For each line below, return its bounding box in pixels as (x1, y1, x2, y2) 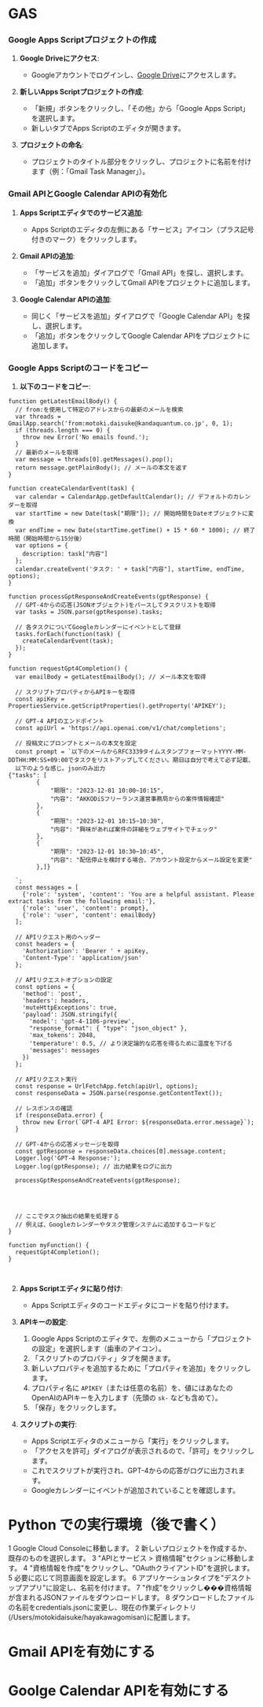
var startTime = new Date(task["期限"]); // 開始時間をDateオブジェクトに (15, 509, 249, 518)
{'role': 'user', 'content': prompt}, (22, 905, 149, 913)
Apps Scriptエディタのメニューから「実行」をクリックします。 (31, 1436, 234, 1446)
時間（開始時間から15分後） (8, 535, 86, 543)
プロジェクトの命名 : (19, 140, 84, 150)
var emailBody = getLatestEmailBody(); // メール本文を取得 (15, 673, 206, 681)
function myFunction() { (8, 1242, 89, 1250)
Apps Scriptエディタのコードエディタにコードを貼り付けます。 (31, 1301, 233, 1310)
